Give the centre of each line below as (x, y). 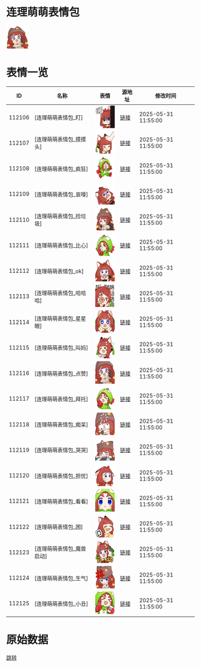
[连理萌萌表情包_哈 (58, 293)
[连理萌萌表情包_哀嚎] (61, 194)
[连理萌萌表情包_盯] (59, 118)
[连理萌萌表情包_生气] (61, 578)
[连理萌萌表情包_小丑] (61, 603)
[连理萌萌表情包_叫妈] (61, 348)
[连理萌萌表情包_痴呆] (61, 425)
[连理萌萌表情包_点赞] (61, 373)
